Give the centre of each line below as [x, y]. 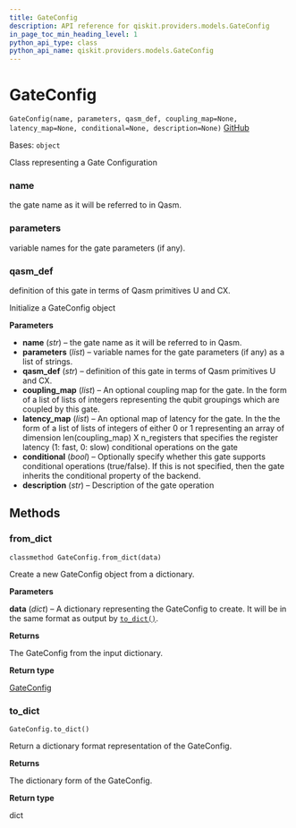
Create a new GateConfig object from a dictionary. [102, 574]
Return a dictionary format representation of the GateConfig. [121, 746]
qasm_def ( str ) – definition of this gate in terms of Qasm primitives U [149, 371]
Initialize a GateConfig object [63, 307]
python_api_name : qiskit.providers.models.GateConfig [112, 51]
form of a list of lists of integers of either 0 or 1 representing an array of [153, 428]
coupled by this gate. [61, 409]
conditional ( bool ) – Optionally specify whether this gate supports [144, 457]
